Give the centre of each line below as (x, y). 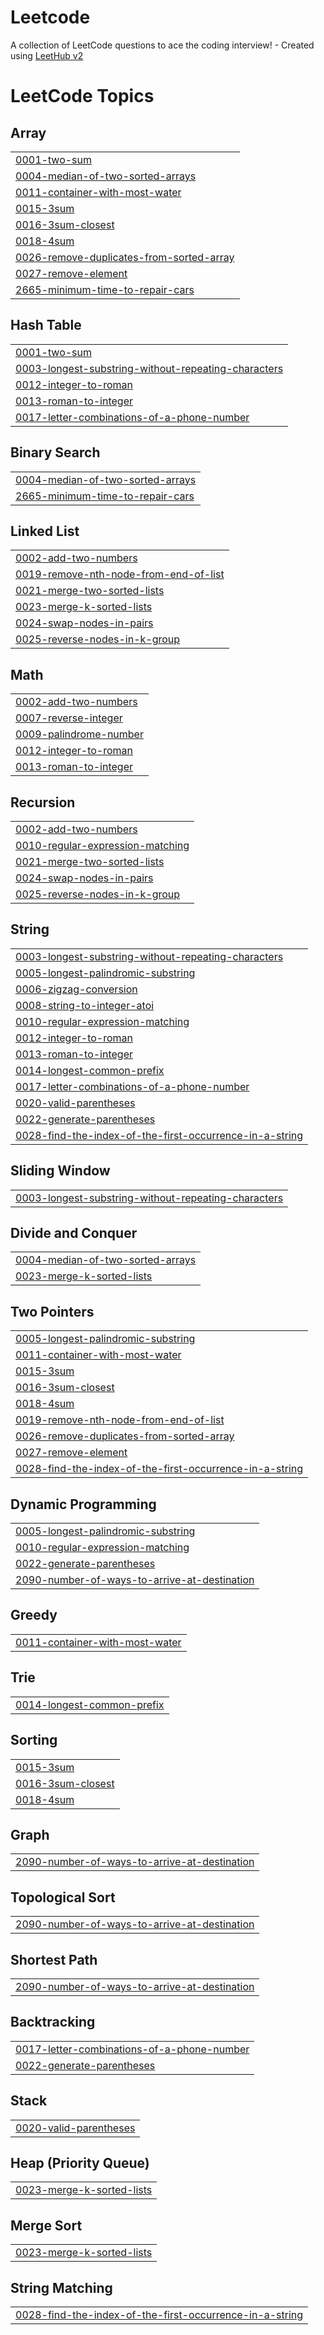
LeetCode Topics (82, 96)
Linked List (45, 531)
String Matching (61, 2287)
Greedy (34, 1615)
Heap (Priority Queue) (80, 2162)
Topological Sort (63, 1897)
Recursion (43, 802)
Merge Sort (46, 2225)
